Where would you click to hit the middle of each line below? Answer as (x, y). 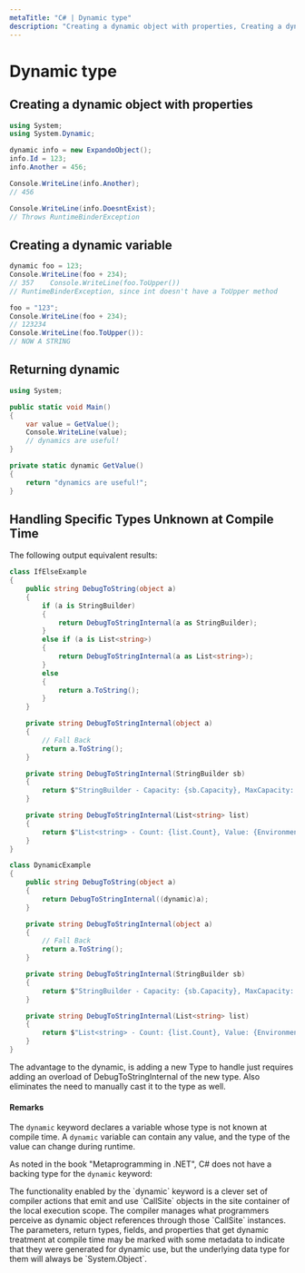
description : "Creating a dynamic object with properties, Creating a (146, 26)
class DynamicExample (50, 865)
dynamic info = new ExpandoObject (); (81, 151)
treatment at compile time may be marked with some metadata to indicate (148, 1239)
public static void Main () (60, 407)
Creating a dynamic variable (91, 245)
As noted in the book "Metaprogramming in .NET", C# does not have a (141, 1164)
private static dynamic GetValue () (77, 466)
